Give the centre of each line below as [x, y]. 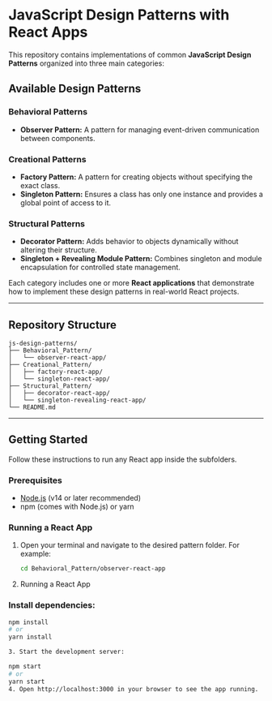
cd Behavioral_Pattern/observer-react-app [93, 569]
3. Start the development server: [67, 652]
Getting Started [48, 440]
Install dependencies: [52, 605]
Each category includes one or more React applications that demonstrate [132, 283]
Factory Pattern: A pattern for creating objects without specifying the [136, 177]
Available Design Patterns [75, 89]
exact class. [40, 185]
